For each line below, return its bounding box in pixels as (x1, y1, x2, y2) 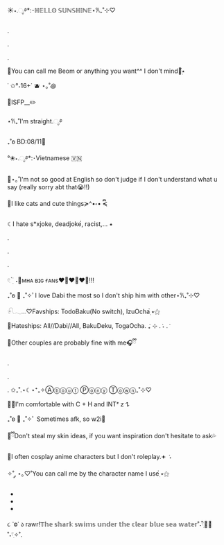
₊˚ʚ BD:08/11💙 (7, 137, 46, 146)
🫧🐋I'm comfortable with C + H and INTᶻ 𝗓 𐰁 (7, 400, 130, 408)
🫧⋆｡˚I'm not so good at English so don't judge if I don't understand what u (7, 175, 218, 183)
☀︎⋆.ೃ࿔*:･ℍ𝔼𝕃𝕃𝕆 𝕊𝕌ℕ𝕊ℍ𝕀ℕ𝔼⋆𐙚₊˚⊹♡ (7, 6, 116, 14)
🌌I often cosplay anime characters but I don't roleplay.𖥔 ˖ (7, 453, 172, 460)
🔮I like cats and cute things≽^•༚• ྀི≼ (7, 200, 108, 207)
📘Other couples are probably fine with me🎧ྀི (7, 338, 137, 347)
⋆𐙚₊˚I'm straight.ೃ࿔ (7, 117, 62, 125)
